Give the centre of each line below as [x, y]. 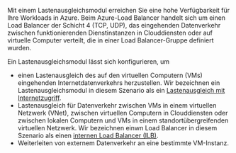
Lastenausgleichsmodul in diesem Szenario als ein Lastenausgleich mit [121, 90]
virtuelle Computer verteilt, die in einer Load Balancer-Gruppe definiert [111, 40]
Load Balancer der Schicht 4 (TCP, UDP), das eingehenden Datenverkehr [114, 25]
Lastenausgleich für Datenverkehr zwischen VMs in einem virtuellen [117, 105]
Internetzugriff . [39, 98]
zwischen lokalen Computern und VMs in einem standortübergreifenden [123, 120]
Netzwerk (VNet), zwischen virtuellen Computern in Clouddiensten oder [123, 113]
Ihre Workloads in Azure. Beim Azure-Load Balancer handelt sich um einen [116, 18]
